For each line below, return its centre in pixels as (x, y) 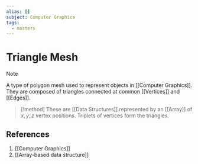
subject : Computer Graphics (41, 17)
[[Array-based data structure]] (51, 155)
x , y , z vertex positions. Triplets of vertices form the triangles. (95, 115)
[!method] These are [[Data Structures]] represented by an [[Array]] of (106, 110)
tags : (13, 22)
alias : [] (18, 12)
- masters (23, 28)
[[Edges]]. (18, 98)
